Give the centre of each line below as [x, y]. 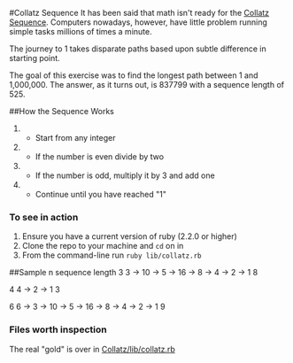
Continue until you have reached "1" [100, 194]
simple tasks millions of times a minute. [81, 31]
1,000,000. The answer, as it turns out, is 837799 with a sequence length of [147, 85]
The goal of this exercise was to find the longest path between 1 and [134, 75]
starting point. [35, 58]
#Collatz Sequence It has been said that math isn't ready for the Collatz [139, 13]
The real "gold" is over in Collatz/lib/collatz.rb [92, 349]
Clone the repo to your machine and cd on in [103, 246]
